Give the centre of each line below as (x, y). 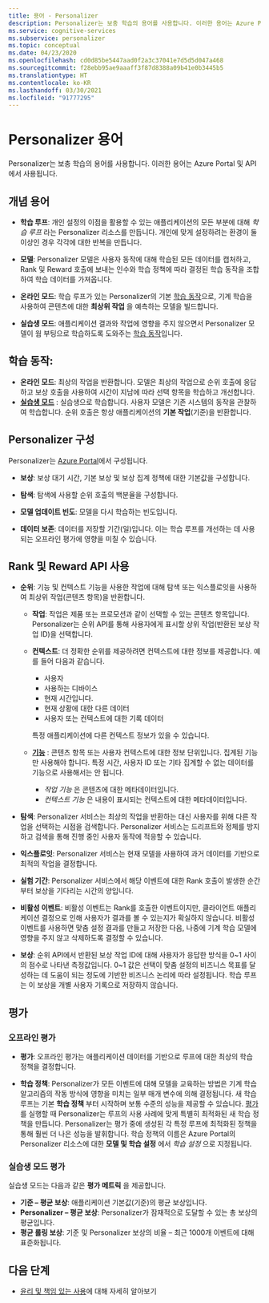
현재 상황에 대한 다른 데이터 (86, 708)
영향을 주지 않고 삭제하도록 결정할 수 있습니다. (92, 938)
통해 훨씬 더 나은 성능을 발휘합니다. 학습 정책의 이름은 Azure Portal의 (128, 1134)
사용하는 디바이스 (71, 688)
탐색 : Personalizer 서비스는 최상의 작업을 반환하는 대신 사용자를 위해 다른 (134, 817)
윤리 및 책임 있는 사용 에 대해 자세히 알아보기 (88, 1291)
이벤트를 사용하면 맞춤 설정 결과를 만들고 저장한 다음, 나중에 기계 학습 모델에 (139, 928)
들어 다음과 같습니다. (73, 662)
